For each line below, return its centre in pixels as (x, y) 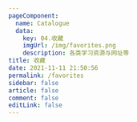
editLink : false (35, 105)
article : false (34, 90)
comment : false (34, 98)
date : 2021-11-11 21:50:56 (53, 68)
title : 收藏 (27, 61)
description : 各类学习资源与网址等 (76, 53)
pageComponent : (34, 16)
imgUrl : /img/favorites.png (69, 46)
